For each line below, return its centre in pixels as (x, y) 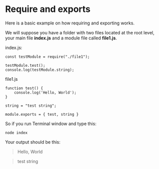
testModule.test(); (25, 65)
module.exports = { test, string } (42, 114)
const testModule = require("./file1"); (48, 57)
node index (16, 133)
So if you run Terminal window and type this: (51, 124)
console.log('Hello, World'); (45, 92)
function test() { (24, 88)
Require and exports (48, 9)
